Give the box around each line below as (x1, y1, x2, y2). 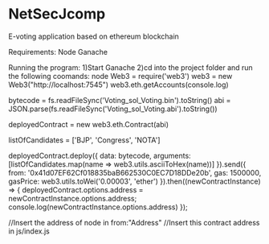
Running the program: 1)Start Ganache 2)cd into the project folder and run (8, 62, 253, 72)
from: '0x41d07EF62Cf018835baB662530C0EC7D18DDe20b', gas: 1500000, (8, 167, 262, 177)
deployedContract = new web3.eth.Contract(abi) (8, 119, 169, 129)
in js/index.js (8, 226, 50, 236)
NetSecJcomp (8, 5, 106, 23)
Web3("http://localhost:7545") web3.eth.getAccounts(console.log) (8, 80, 229, 89)
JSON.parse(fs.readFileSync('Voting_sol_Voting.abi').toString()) (8, 104, 218, 114)
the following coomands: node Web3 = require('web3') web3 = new (8, 71, 233, 81)
